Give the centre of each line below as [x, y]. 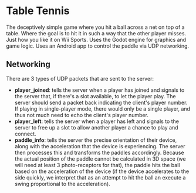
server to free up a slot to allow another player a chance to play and [96, 127]
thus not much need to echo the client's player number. [81, 115]
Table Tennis [38, 11]
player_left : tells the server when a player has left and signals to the [97, 121]
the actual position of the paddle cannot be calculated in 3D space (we [100, 159]
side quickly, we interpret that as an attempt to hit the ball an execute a [100, 177]
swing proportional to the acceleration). [62, 184]
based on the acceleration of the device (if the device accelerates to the [102, 171]
